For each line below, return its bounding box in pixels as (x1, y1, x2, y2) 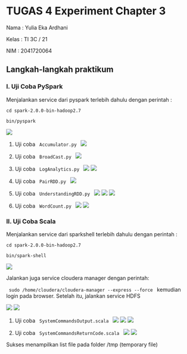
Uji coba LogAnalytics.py (14, 165, 80, 172)
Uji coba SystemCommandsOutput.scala (14, 317, 109, 324)
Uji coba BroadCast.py (14, 152, 71, 160)
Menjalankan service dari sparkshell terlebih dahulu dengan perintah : (6, 230, 177, 237)
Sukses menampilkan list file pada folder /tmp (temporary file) (6, 341, 158, 348)
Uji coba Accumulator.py (14, 141, 77, 148)
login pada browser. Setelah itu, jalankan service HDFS (6, 292, 141, 300)
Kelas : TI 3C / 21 (6, 35, 48, 42)
